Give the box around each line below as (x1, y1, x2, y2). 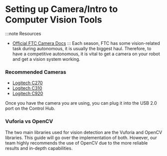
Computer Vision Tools (5, 14, 102, 25)
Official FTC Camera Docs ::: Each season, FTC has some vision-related (12, 40, 161, 46)
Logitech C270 (12, 80, 43, 86)
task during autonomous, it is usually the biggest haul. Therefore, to (12, 45, 152, 51)
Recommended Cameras (5, 68, 66, 75)
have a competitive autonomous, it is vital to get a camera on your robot (12, 51, 161, 57)
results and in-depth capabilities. (5, 145, 73, 151)
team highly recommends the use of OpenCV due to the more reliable (5, 140, 148, 146)
